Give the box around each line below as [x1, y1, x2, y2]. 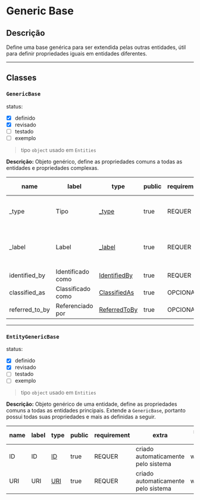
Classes [6, 73, 37, 83]
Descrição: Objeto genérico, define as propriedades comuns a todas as [6, 158, 183, 165]
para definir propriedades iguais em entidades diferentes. [6, 50, 148, 57]
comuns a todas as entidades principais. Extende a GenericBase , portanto [6, 407, 186, 414]
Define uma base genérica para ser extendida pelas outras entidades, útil [6, 44, 186, 51]
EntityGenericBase [6, 333, 60, 340]
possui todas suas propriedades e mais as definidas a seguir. [6, 413, 156, 421]
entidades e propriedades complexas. [6, 164, 99, 171]
